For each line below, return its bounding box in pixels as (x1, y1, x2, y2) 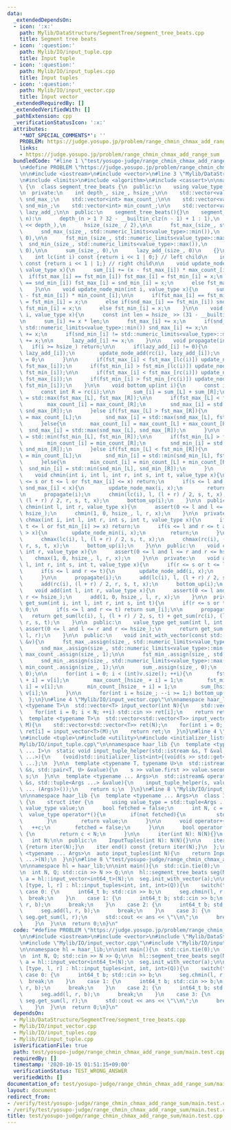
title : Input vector (19, 94, 78, 101)
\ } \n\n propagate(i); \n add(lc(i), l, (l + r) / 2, (19, 574, 220, 581)
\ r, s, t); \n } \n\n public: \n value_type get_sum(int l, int (19, 619, 223, 626)
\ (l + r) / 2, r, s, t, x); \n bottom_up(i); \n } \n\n (19, 497, 201, 504)
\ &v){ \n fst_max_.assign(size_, (19, 638, 131, 645)
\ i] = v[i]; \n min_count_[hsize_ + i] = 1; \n (19, 683, 177, 690)
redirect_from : (7, 1093, 51, 1100)
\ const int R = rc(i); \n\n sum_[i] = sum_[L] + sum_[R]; (19, 388, 220, 395)
